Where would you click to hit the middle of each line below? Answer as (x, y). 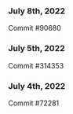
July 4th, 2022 (37, 86)
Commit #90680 (35, 28)
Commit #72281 (34, 103)
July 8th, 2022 (36, 11)
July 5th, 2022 (36, 49)
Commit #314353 (36, 65)
